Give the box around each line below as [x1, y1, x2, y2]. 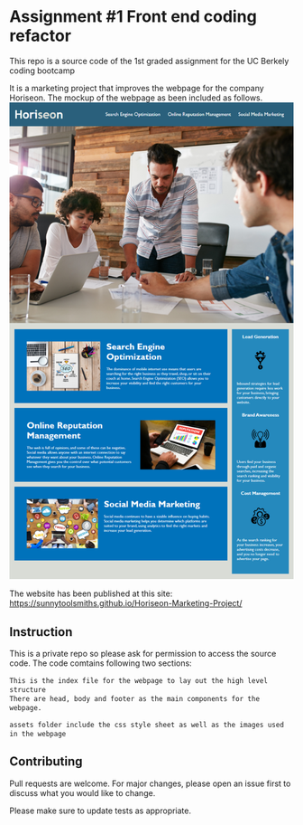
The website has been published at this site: [9, 588, 173, 599]
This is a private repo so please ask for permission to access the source [9, 649, 277, 659]
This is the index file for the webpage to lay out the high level [9, 677, 269, 686]
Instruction [9, 624, 73, 640]
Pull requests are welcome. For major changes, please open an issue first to [9, 778, 291, 789]
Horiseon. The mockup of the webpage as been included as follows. [9, 92, 263, 103]
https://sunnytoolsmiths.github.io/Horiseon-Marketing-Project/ [9, 598, 243, 609]
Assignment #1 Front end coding [9, 6, 257, 27]
